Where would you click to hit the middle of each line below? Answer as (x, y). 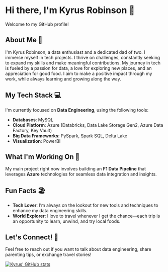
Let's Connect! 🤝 (32, 237)
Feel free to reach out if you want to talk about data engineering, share (78, 249)
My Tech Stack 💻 (33, 95)
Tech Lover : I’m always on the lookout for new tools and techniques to (85, 205)
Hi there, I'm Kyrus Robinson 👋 (70, 10)
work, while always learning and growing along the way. (63, 79)
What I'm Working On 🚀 (43, 157)
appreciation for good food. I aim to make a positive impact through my (79, 73)
